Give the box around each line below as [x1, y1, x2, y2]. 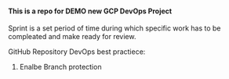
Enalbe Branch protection [19, 63, 102, 72]
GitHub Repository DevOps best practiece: [8, 47, 146, 56]
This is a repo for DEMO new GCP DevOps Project [8, 6, 173, 16]
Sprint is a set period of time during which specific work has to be [8, 23, 221, 33]
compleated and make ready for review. [8, 32, 136, 41]
